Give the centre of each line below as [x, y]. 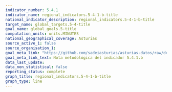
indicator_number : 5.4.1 [32, 10]
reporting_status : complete [35, 72]
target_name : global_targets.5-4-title [48, 24]
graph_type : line [24, 81]
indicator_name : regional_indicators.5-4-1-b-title [61, 15]
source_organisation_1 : [31, 48]
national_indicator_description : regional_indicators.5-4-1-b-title [80, 19]
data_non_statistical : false [36, 67]
